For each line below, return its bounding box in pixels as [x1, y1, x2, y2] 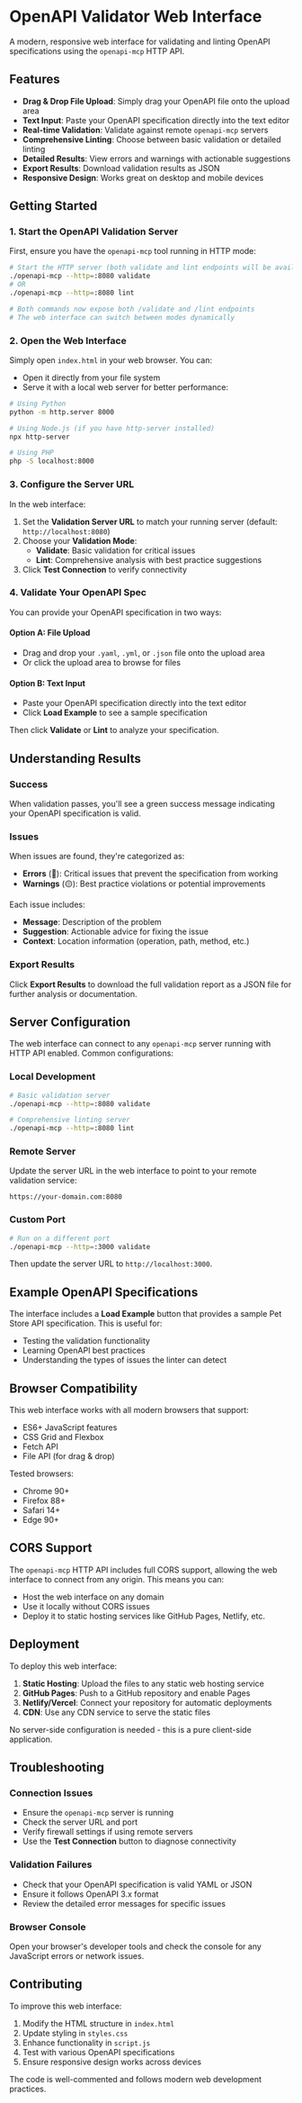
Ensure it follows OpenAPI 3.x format [22, 1889, 159, 1899]
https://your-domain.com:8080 [9, 1192, 123, 1201]
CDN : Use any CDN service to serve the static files [22, 1707, 211, 1718]
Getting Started [9, 198, 98, 213]
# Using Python [9, 399, 67, 408]
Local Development [9, 1070, 96, 1083]
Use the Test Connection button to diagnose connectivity [22, 1836, 236, 1847]
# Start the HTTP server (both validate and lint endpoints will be [9, 263, 271, 272]
